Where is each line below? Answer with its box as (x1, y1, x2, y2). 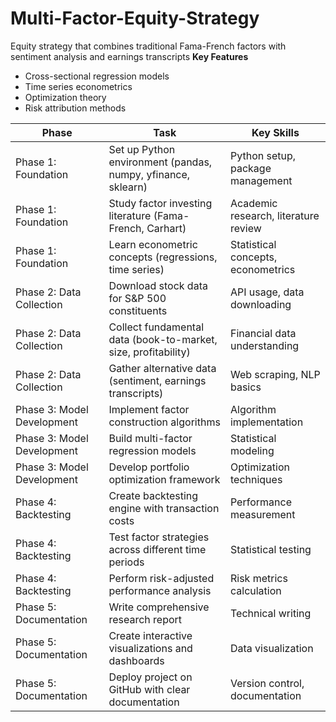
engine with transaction (108, 501, 220, 515)
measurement (229, 507, 296, 521)
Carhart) (146, 221, 187, 235)
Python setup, (229, 148, 297, 162)
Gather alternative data (108, 361, 217, 375)
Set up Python (108, 142, 176, 156)
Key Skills (251, 125, 300, 139)
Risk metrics (229, 571, 288, 585)
